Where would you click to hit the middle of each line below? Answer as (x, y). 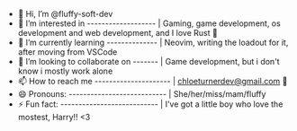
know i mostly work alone (65, 71)
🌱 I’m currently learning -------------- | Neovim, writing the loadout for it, (153, 42)
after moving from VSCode (67, 52)
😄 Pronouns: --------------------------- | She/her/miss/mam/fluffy (142, 94)
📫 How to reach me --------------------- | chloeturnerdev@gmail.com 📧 (153, 81)
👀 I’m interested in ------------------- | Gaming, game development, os (149, 23)
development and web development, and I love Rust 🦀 (117, 33)
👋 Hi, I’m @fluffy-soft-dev (65, 14)
